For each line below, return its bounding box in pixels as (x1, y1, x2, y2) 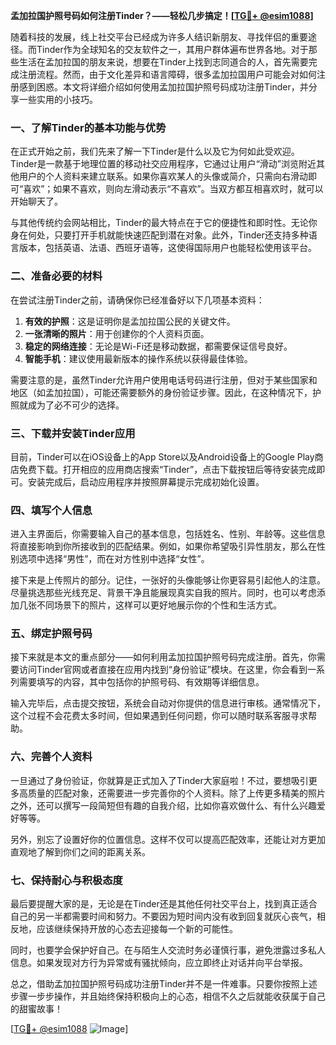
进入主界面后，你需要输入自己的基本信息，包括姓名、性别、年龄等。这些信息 (10, 528, 326, 540)
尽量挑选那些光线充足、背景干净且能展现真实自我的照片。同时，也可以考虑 (10, 587, 317, 599)
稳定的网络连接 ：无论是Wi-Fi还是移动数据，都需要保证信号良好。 (24, 340, 293, 352)
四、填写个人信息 (10, 503, 93, 517)
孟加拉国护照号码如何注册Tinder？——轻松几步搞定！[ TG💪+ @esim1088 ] (10, 10, 314, 21)
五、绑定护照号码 (10, 627, 93, 641)
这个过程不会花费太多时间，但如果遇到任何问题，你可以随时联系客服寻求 (10, 710, 308, 722)
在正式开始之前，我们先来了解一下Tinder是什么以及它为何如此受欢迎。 (10, 145, 300, 158)
